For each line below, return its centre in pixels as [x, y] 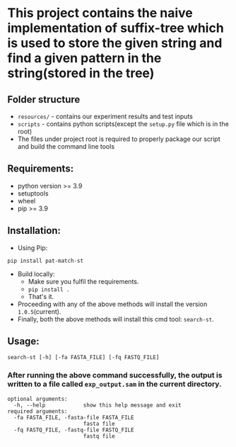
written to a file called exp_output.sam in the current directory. [114, 384]
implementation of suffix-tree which [116, 28]
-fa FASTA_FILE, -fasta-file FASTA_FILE [74, 417]
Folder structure [44, 100]
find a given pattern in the [84, 58]
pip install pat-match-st [45, 261]
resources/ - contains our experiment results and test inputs [105, 116]
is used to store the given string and [115, 43]
